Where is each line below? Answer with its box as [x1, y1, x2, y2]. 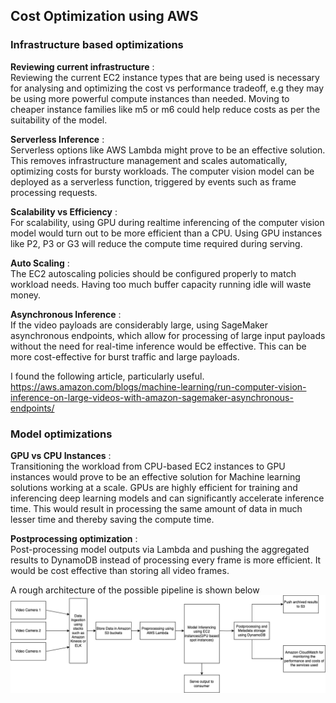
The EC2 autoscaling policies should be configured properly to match [10, 267, 297, 279]
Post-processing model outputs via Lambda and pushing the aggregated [10, 543, 310, 555]
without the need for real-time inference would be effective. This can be [10, 340, 307, 352]
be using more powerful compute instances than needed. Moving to [10, 92, 290, 104]
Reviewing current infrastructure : [10, 60, 155, 73]
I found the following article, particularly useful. [10, 370, 205, 382]
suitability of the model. [10, 114, 108, 126]
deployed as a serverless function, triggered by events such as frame [10, 175, 297, 188]
